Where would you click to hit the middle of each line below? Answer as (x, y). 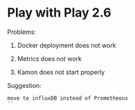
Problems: (22, 32)
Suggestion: (24, 85)
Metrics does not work (49, 58)
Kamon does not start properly (61, 72)
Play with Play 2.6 (60, 13)
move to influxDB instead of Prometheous (68, 98)
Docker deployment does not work (66, 45)
